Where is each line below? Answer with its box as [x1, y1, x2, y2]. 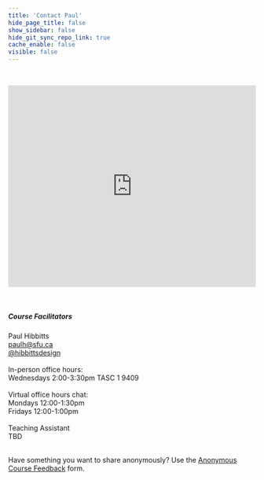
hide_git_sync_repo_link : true [8, 33, 111, 42]
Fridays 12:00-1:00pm [8, 406, 79, 415]
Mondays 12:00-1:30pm [8, 398, 85, 408]
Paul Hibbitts [8, 331, 49, 341]
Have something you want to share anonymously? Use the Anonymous [8, 455, 237, 464]
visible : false [8, 48, 58, 56]
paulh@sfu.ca [8, 339, 53, 349]
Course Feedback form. [8, 463, 85, 473]
